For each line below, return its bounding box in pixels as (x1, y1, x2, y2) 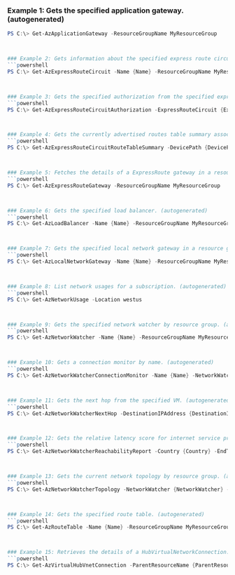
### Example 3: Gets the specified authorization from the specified (7, 93, 215, 100)
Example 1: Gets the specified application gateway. (7, 6, 184, 15)
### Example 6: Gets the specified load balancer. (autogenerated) (7, 207, 208, 214)
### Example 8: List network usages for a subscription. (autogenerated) (7, 283, 227, 290)
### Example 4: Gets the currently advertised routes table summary (7, 131, 211, 138)
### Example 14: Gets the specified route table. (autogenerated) (7, 510, 205, 517)
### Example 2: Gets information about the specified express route (7, 55, 211, 62)
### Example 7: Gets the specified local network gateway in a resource (7, 245, 224, 252)
